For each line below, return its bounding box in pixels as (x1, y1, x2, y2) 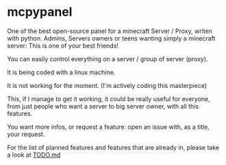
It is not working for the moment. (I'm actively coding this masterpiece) (7, 81, 208, 89)
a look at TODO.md (7, 151, 61, 159)
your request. (7, 130, 45, 138)
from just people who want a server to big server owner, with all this (7, 102, 199, 110)
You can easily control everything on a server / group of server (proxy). (7, 54, 208, 63)
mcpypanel (7, 4, 73, 20)
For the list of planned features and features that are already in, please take (7, 143, 220, 151)
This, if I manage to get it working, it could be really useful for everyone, (7, 94, 210, 103)
